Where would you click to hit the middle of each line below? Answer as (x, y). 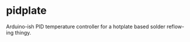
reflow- (175, 26)
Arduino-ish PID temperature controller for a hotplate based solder (86, 26)
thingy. (23, 32)
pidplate (27, 11)
